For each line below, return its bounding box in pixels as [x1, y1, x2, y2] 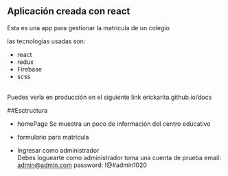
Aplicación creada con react [7, 5, 130, 17]
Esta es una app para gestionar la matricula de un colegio [7, 23, 170, 32]
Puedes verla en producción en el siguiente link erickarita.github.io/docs [7, 93, 212, 101]
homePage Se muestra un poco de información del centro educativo [16, 120, 211, 128]
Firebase [16, 65, 43, 73]
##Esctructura [7, 106, 48, 114]
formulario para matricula [16, 133, 89, 141]
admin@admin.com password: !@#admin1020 [16, 161, 148, 169]
